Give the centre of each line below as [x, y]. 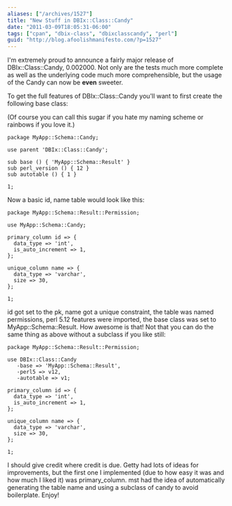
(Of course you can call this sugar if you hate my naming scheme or [105, 118]
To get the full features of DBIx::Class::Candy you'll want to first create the [115, 96]
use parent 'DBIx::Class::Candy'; [58, 150]
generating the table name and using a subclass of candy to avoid [103, 488]
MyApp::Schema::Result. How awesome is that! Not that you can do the [111, 327]
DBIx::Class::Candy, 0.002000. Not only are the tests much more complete [115, 68]
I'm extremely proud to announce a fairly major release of [91, 60]
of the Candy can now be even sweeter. [65, 82]
